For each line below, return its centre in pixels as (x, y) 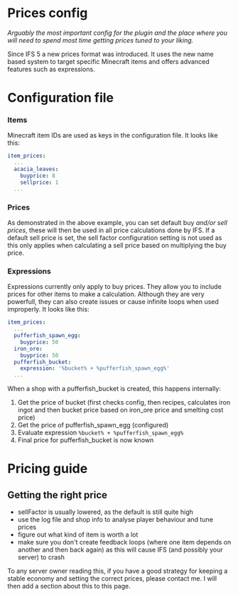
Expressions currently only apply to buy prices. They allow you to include (114, 287)
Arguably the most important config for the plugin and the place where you (117, 33)
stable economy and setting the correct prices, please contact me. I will (112, 579)
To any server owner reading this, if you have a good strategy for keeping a (118, 571)
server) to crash (41, 557)
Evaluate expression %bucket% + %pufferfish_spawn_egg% (101, 433)
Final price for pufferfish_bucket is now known (86, 440)
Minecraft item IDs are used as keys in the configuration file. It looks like (113, 136)
